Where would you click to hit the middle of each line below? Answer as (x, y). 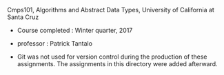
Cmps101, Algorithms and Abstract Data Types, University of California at (111, 10)
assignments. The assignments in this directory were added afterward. (118, 64)
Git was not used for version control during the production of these (112, 57)
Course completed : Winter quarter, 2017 (75, 30)
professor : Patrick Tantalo (55, 43)
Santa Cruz (23, 17)
